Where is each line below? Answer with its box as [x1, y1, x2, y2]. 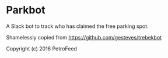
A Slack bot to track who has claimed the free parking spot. [6, 23, 149, 30]
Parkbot [6, 3, 45, 17]
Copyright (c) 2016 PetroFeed [6, 45, 78, 52]
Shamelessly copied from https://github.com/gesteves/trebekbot [6, 34, 162, 41]
